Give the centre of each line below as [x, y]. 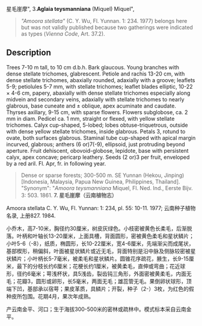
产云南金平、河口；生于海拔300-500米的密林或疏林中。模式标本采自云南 [96, 309]
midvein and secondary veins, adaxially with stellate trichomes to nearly [95, 99]
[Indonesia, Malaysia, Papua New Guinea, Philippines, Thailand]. [100, 181]
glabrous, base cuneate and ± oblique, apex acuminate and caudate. [91, 106]
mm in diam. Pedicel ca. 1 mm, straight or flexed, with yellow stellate [90, 118]
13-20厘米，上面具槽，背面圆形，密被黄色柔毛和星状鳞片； [121, 236]
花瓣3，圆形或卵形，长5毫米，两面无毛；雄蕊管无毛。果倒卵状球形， [101, 281]
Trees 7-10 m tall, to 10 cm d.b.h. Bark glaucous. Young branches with [93, 67]
